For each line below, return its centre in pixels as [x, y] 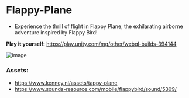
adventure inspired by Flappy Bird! [56, 32]
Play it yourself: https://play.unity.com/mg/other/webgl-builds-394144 [91, 44]
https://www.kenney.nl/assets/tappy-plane [66, 83]
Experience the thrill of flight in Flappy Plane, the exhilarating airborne [99, 26]
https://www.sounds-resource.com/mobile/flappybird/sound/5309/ [96, 89]
